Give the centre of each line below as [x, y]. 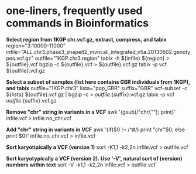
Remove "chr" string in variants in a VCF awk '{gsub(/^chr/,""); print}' [91, 112]
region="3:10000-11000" [36, 46]
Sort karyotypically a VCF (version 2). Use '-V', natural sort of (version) [94, 158]
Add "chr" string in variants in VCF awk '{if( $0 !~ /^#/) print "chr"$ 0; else [96, 129]
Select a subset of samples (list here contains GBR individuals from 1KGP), [98, 82]
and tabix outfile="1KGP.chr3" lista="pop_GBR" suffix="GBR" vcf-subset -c [97, 88]
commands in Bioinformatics [78, 23]
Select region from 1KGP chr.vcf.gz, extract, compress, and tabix [86, 39]
